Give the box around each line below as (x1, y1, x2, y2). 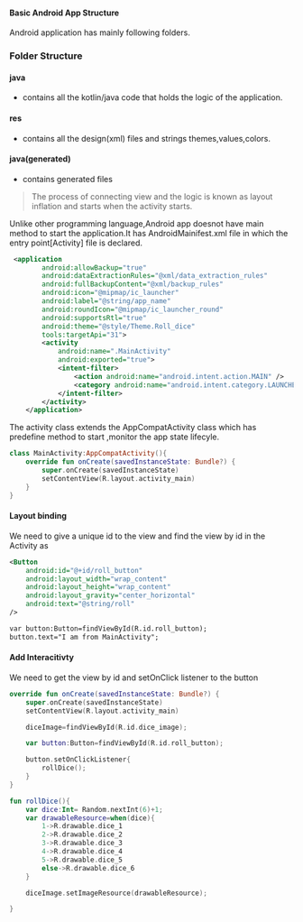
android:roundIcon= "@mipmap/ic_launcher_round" (41, 305, 224, 314)
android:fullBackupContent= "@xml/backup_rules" (41, 280, 224, 289)
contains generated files (22, 173, 113, 184)
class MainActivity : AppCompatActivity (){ (9, 449, 168, 458)
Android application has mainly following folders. (9, 27, 191, 38)
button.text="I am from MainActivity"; (9, 632, 160, 641)
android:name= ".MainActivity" (57, 347, 171, 356)
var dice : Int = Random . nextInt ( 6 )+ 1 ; (25, 805, 164, 814)
